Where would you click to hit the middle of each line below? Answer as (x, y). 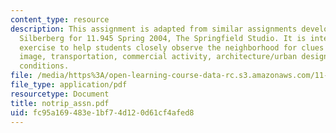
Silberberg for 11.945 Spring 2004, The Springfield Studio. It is (163, 38)
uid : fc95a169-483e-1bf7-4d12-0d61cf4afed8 (102, 112)
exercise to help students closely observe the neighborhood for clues (172, 47)
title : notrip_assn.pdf (60, 103)
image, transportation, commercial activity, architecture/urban (158, 57)
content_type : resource (60, 19)
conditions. (44, 66)
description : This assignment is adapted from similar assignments (154, 29)
